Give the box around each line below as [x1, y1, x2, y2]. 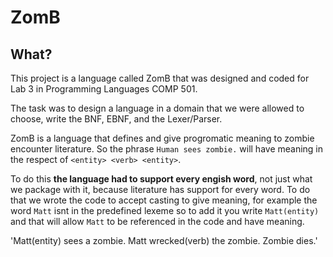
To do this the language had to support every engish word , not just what [10, 173, 313, 185]
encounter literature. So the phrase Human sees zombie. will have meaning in [10, 143, 324, 155]
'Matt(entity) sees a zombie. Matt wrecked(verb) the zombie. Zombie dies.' [10, 235, 318, 246]
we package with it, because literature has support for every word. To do [10, 184, 311, 195]
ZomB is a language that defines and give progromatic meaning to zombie [10, 132, 315, 144]
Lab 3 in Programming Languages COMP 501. [10, 83, 198, 95]
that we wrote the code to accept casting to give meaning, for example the [10, 194, 318, 206]
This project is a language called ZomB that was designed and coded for [10, 72, 310, 84]
